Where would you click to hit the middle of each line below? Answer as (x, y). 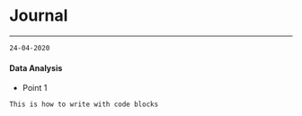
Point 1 (35, 88)
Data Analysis (36, 67)
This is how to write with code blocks (84, 104)
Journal (39, 16)
